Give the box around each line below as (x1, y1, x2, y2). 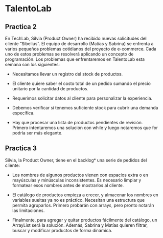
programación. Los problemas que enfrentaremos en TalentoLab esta (5, 56, 145, 62)
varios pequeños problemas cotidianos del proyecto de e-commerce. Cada (5, 46, 157, 52)
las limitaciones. (12, 207, 45, 213)
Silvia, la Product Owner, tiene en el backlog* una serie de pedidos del (5, 157, 147, 163)
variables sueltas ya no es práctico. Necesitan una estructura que (12, 197, 145, 203)
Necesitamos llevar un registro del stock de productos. (12, 71, 123, 77)
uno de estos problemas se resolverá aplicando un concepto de (5, 51, 134, 57)
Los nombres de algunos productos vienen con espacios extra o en (12, 172, 148, 178)
